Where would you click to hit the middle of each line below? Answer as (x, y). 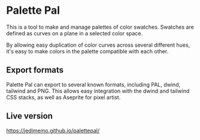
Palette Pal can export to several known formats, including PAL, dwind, (93, 84)
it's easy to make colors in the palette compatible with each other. (87, 51)
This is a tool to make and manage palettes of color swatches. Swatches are (100, 27)
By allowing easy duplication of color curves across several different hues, (98, 45)
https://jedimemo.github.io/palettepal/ (53, 130)
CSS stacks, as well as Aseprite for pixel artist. (63, 97)
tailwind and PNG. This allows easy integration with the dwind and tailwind (98, 91)
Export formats (35, 70)
